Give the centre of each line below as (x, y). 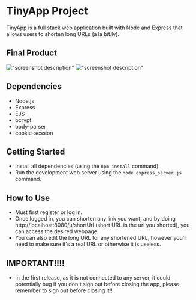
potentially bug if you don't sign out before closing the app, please (97, 284)
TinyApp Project (47, 11)
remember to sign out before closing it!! (64, 290)
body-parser (30, 126)
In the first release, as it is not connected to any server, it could (93, 277)
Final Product (31, 53)
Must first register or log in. (49, 212)
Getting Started (36, 152)
